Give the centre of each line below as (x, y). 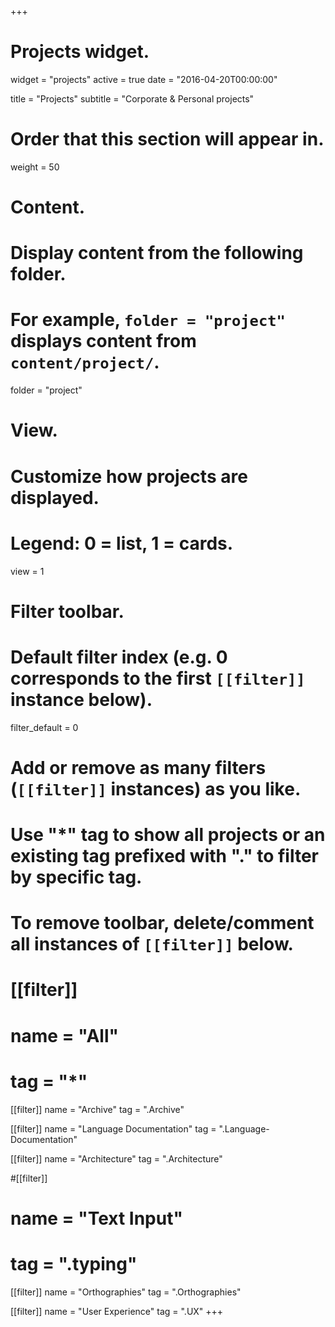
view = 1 (27, 571)
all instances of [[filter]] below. (152, 944)
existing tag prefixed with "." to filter (165, 856)
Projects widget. (80, 52)
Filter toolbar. (67, 611)
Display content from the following (157, 253)
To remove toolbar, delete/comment (162, 923)
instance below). (81, 699)
